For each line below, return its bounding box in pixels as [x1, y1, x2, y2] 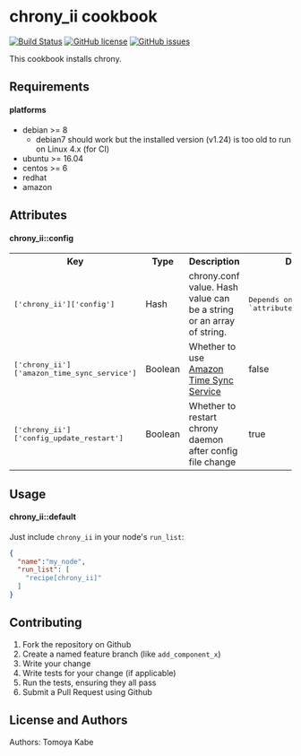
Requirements [9, 79, 90, 95]
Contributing [9, 615, 82, 630]
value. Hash [188, 281, 239, 293]
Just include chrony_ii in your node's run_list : [9, 531, 185, 542]
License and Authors [9, 713, 128, 728]
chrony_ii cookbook [9, 6, 159, 27]
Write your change [21, 657, 91, 669]
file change [188, 456, 236, 468]
